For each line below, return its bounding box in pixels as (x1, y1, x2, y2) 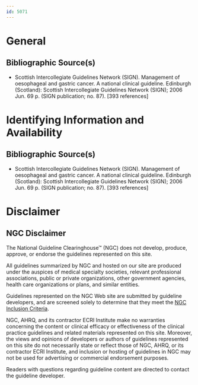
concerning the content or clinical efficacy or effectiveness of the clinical (6, 323, 185, 330)
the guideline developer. (6, 372, 65, 379)
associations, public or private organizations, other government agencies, (6, 274, 186, 282)
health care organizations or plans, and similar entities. (6, 281, 140, 288)
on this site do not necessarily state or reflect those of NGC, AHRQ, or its (6, 342, 184, 349)
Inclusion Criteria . (6, 305, 49, 312)
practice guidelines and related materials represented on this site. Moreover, (6, 329, 193, 336)
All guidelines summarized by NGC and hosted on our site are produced (6, 262, 182, 269)
